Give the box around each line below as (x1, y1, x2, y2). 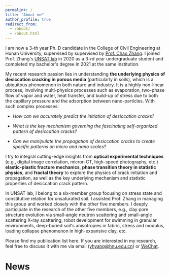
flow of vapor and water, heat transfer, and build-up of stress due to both (5, 92, 158, 98)
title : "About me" (5, 12, 44, 17)
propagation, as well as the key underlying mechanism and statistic (5, 175, 146, 181)
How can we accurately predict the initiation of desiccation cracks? (12, 113, 155, 119)
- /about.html (10, 31, 40, 36)
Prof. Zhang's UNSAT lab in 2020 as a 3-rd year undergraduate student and (5, 56, 163, 61)
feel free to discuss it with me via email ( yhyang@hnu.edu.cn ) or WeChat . (5, 243, 159, 249)
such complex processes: (5, 104, 59, 109)
